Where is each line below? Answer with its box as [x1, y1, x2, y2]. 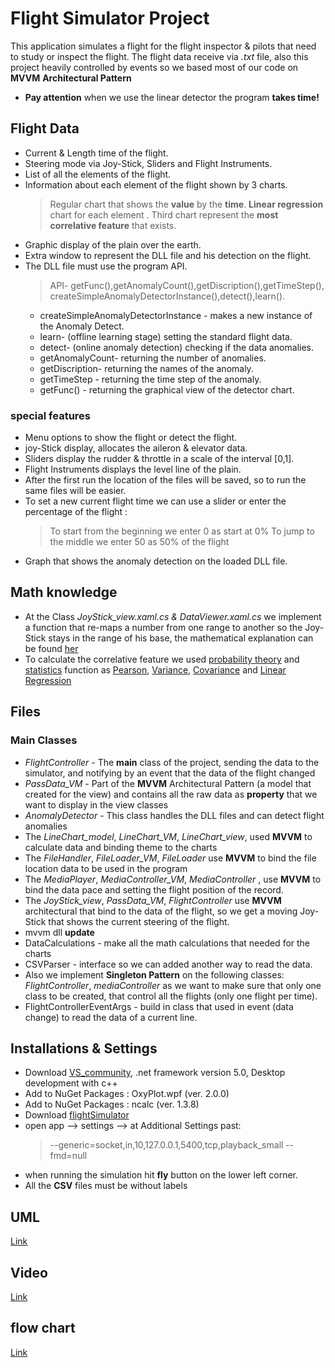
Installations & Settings [10, 1040, 158, 1057]
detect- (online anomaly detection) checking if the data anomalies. [39, 341, 314, 353]
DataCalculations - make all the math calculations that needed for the [24, 937, 311, 949]
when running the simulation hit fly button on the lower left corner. [24, 1169, 299, 1181]
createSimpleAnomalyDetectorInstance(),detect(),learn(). [49, 290, 286, 302]
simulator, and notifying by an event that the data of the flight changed [24, 767, 316, 779]
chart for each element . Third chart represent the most [49, 208, 279, 221]
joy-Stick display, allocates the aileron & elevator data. [24, 442, 248, 454]
